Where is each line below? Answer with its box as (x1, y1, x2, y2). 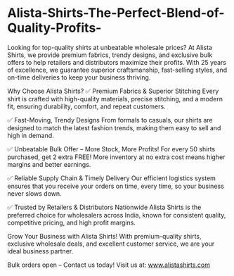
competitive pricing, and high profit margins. (7, 218, 136, 227)
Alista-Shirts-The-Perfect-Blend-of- (7, 5, 225, 21)
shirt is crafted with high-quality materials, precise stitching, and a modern (7, 94, 223, 103)
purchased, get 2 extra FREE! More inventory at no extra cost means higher (7, 153, 226, 161)
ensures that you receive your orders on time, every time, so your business (7, 182, 225, 190)
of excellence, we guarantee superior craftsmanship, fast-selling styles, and (7, 65, 228, 74)
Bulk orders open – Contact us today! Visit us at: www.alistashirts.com (7, 261, 211, 269)
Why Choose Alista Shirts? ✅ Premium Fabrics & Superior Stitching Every (7, 87, 219, 95)
